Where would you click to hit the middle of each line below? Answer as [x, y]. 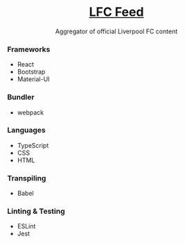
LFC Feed [116, 12]
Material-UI [33, 79]
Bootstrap [31, 72]
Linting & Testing [36, 211]
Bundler [21, 97]
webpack [30, 112]
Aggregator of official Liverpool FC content [116, 31]
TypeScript [33, 145]
